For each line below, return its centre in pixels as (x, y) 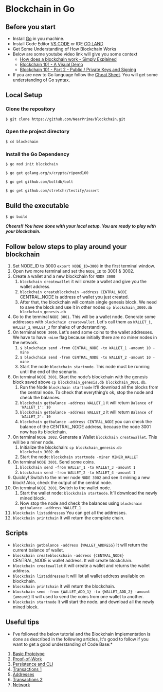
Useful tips (22, 622)
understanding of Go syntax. (41, 80)
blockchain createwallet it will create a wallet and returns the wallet (81, 566)
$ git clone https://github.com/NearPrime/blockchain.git (65, 119)
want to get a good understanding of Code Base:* (63, 644)
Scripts (17, 533)
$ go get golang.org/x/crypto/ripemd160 (47, 173)
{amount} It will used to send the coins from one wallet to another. (78, 596)
